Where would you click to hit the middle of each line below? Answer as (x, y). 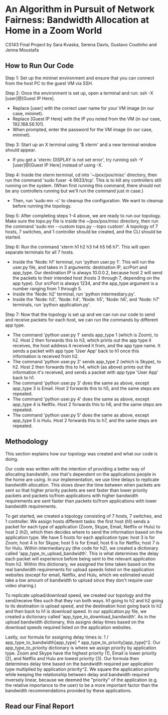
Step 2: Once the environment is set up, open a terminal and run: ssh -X (79, 93)
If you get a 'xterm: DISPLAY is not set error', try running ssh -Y (78, 160)
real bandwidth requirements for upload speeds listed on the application (80, 569)
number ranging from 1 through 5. (47, 288)
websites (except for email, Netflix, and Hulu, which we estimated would (80, 575)
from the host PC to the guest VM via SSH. (49, 83)
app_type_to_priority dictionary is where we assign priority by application (81, 648)
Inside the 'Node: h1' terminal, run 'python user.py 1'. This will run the (83, 262)
